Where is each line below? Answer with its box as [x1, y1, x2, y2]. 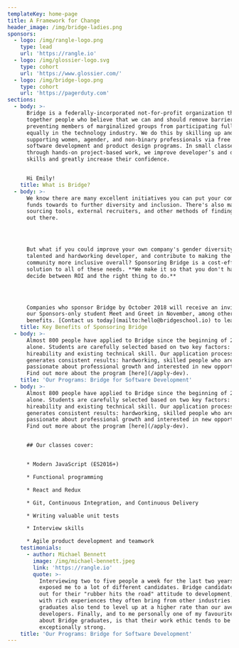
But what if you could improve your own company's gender [26, 246, 202, 253]
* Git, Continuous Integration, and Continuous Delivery [26, 499, 199, 507]
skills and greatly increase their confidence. [26, 156, 171, 163]
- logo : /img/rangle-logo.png [14, 37, 103, 44]
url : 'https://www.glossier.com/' [20, 70, 122, 77]
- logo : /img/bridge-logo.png [14, 76, 103, 84]
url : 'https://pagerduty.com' [20, 90, 110, 97]
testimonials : [20, 544, 62, 551]
